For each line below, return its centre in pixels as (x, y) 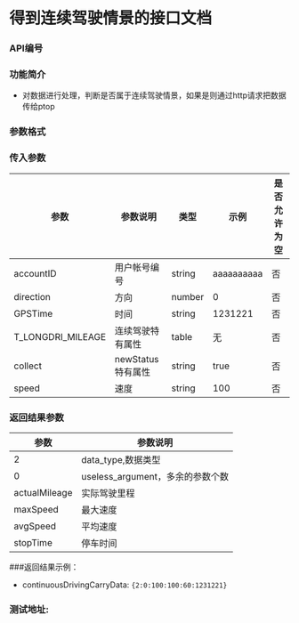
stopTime (33, 542)
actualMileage (43, 492)
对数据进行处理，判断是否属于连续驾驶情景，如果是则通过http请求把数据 (154, 95)
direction (32, 296)
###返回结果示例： (44, 567)
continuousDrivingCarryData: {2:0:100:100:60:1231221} (125, 585)
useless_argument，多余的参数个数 (155, 476)
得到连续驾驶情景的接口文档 (111, 18)
